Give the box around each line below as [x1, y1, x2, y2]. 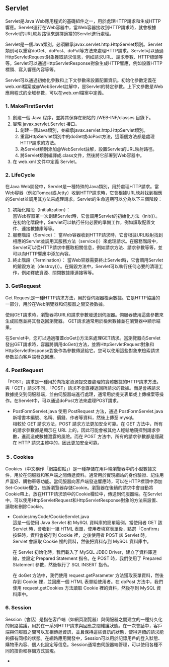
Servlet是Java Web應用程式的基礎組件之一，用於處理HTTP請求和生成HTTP [5, 18, 161, 24]
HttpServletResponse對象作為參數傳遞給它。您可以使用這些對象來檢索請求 [5, 347, 160, 354]
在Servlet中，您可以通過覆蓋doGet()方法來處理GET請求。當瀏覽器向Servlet [5, 335, 161, 341]
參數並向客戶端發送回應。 [5, 354, 58, 360]
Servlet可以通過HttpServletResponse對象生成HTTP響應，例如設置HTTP [14, 60, 162, 66]
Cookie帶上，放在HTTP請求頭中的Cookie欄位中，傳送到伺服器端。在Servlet [5, 491, 162, 497]
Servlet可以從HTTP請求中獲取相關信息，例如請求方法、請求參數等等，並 [12, 244, 162, 251]
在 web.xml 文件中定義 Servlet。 [12, 158, 79, 165]
